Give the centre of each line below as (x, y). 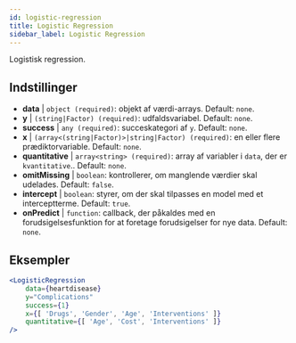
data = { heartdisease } (63, 289)
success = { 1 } (47, 305)
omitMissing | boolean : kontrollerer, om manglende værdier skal (140, 176)
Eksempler (40, 260)
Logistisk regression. (48, 60)
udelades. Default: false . (68, 184)
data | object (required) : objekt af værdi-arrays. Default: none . (138, 109)
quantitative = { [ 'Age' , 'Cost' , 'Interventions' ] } (123, 322)
